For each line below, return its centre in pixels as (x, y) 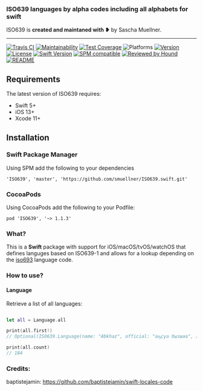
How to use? (25, 276)
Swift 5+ (25, 105)
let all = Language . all (36, 320)
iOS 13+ (25, 112)
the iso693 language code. (40, 260)
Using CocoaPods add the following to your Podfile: (71, 207)
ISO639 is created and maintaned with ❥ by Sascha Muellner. (84, 30)
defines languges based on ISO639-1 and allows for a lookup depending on (100, 253)
